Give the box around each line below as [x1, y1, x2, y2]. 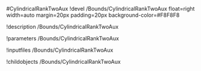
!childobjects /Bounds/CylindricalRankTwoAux [6, 58, 121, 65]
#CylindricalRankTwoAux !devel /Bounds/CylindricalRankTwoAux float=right [6, 5, 195, 12]
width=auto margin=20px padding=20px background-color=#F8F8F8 [6, 11, 180, 19]
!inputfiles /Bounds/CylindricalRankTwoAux [6, 46, 113, 54]
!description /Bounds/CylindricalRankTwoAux [6, 23, 119, 30]
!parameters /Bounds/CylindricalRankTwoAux [6, 35, 120, 42]
